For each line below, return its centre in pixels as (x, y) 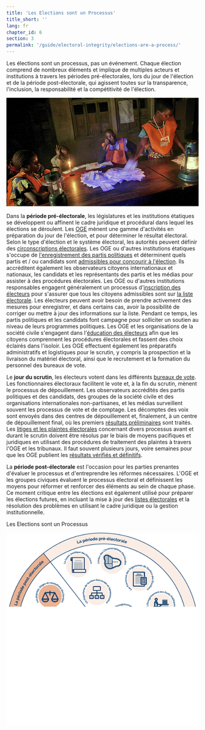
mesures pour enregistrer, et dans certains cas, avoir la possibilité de (93, 307)
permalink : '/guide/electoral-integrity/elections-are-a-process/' (94, 45)
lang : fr (17, 26)
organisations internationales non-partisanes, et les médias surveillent (95, 403)
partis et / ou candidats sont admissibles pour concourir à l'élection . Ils (95, 261)
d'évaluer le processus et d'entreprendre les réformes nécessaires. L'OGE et (103, 473)
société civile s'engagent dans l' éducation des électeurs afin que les (92, 332)
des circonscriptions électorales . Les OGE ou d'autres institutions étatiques (101, 248)
